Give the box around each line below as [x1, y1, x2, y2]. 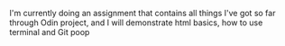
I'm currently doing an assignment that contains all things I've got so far [9, 8, 276, 18]
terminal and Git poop [9, 27, 90, 37]
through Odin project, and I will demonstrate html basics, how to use [9, 17, 263, 28]
